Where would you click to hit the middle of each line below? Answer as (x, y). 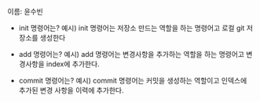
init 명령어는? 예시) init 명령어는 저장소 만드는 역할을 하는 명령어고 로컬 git (132, 28)
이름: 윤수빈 (26, 11)
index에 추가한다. (73, 64)
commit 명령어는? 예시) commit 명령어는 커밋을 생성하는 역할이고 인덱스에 (133, 81)
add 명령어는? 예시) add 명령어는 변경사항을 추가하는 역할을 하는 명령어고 (132, 54)
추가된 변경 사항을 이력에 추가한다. (71, 90)
